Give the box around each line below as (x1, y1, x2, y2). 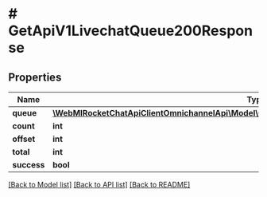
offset (12, 133, 36, 144)
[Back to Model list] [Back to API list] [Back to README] (8, 180, 191, 189)
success (12, 160, 45, 170)
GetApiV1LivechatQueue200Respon (8, 22, 253, 40)
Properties (8, 70, 62, 84)
